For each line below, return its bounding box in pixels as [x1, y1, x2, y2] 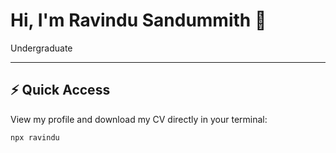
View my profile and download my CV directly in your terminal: [10, 113, 268, 125]
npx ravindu [10, 132, 60, 143]
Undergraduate [10, 42, 73, 54]
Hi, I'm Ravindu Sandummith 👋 [10, 9, 267, 32]
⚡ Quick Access [10, 82, 111, 99]
